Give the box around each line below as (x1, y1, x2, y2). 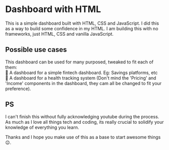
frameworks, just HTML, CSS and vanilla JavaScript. (5, 31, 114, 37)
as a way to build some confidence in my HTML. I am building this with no (5, 25, 158, 31)
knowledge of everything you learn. (5, 124, 79, 130)
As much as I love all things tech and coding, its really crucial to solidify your (5, 119, 164, 125)
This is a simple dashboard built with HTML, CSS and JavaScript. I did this (5, 20, 159, 26)
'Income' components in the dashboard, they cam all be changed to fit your (5, 80, 162, 86)
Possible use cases (5, 45, 67, 54)
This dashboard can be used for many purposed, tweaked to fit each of (5, 59, 154, 65)
